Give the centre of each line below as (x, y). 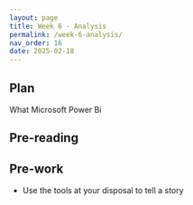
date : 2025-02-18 (42, 51)
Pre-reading (44, 138)
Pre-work (37, 168)
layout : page (34, 18)
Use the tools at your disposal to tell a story (103, 191)
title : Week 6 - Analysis (58, 26)
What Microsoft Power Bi (55, 109)
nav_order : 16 (36, 43)
